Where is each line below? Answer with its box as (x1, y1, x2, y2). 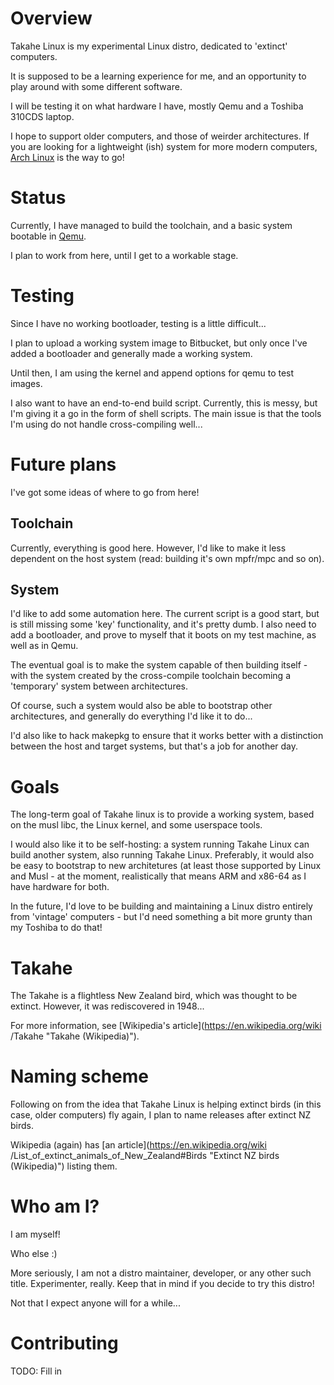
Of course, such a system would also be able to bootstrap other (10, 700, 273, 712)
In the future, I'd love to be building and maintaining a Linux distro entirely (10, 900, 313, 912)
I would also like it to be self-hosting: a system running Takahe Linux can (10, 838, 310, 851)
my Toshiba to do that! (10, 922, 103, 934)
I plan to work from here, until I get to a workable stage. (10, 249, 239, 261)
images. (10, 377, 43, 389)
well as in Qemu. (10, 640, 79, 652)
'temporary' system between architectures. (10, 680, 189, 692)
